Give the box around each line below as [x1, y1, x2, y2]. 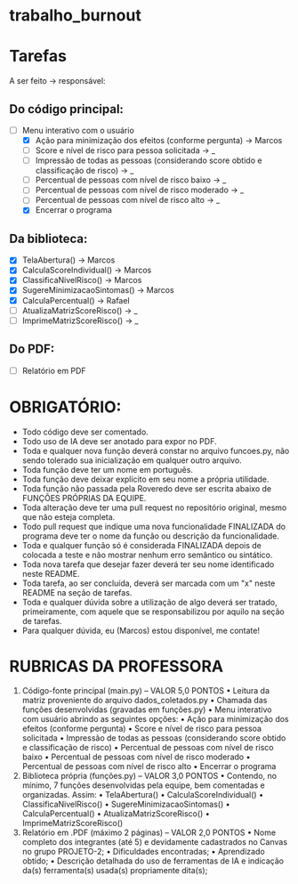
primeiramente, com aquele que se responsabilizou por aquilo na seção [21, 606, 285, 617]
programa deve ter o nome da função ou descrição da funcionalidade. [21, 531, 280, 541]
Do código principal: [9, 101, 125, 117]
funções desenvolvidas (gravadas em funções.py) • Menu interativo [21, 704, 272, 715]
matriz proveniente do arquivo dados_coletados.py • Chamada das [21, 695, 268, 706]
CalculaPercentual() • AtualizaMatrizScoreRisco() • [21, 808, 211, 819]
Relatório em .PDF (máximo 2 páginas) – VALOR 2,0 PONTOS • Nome [21, 827, 277, 838]
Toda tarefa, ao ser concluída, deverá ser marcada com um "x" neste [21, 578, 276, 588]
